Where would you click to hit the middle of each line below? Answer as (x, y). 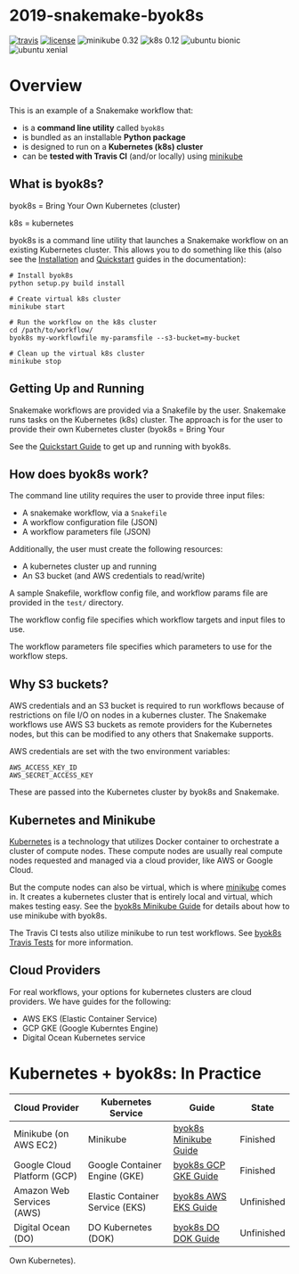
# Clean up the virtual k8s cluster (77, 353)
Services (32, 1202)
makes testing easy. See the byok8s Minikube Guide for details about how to (149, 906)
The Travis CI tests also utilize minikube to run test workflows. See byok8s (145, 933)
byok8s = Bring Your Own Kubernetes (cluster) (95, 205)
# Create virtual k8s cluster (65, 299)
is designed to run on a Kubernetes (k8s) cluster (113, 146)
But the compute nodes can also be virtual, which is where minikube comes (148, 887)
